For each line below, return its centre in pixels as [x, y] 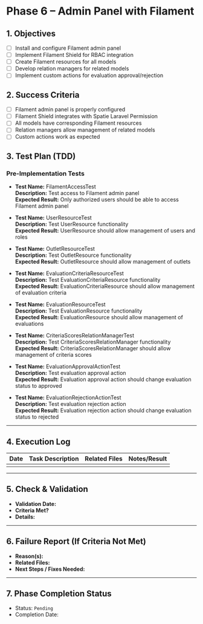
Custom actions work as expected [57, 137]
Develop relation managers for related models [72, 68]
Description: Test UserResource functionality [72, 224]
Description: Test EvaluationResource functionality [79, 311]
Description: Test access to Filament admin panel [77, 193]
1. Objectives [31, 34]
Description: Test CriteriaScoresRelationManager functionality [93, 342]
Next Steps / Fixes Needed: [50, 569]
